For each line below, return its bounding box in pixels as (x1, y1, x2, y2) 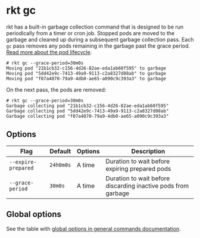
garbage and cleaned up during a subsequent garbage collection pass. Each (6, 36, 194, 43)
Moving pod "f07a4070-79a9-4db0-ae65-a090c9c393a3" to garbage (6, 76, 167, 82)
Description (131, 147, 165, 155)
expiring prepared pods (105, 164, 171, 173)
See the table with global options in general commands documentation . (6, 225, 181, 232)
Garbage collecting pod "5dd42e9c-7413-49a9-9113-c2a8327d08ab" (6, 108, 169, 114)
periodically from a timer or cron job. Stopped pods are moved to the (6, 29, 175, 36)
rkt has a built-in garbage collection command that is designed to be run (6, 23, 184, 30)
